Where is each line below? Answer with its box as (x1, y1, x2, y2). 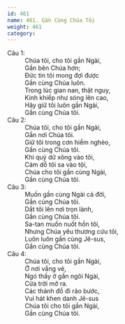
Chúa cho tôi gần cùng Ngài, (24, 168, 107, 176)
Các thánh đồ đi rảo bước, (24, 287, 100, 295)
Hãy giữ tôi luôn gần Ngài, (24, 101, 99, 109)
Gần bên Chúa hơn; (24, 64, 81, 72)
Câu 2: (7, 116, 27, 125)
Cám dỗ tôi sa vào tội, (24, 160, 87, 169)
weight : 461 (7, 23, 42, 30)
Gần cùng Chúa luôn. (24, 78, 86, 87)
